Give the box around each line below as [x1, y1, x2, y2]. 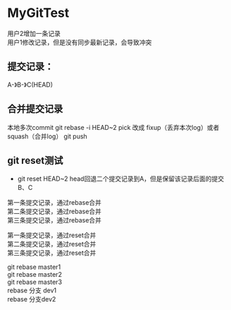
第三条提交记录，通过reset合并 [7, 249, 96, 257]
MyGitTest [7, 5, 70, 21]
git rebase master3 [7, 278, 62, 287]
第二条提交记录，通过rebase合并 [7, 207, 102, 216]
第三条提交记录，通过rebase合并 [7, 216, 102, 225]
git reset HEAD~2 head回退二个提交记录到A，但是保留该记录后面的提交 [17, 174, 225, 183]
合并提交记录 [7, 103, 63, 115]
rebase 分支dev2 [7, 295, 56, 304]
